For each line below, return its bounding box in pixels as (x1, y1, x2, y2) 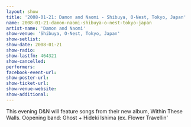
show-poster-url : (6, 75, 49, 81)
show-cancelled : (6, 58, 46, 64)
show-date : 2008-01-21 (6, 42, 62, 48)
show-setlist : (6, 36, 41, 42)
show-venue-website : (6, 86, 57, 92)
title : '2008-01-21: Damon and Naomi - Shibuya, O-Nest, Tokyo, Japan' (6, 14, 186, 20)
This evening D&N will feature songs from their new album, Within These (6, 107, 183, 115)
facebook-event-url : (6, 69, 57, 75)
